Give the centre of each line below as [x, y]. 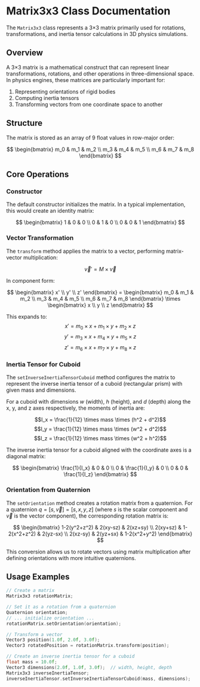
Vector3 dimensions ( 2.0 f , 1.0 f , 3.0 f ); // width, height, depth [89, 667]
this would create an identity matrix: [50, 211]
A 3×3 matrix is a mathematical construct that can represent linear [88, 67]
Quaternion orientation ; [37, 612]
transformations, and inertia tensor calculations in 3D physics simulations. [97, 34]
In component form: [30, 280]
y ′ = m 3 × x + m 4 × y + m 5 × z [100, 338]
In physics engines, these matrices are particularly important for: [86, 80]
